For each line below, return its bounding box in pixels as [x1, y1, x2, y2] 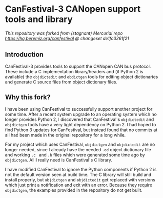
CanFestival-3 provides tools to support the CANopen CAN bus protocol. [5, 63, 151, 69]
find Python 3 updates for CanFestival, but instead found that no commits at [5, 127, 158, 133]
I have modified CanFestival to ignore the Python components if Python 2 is [5, 166, 157, 172]
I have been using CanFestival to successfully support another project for [5, 106, 153, 112]
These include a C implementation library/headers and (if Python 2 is [5, 68, 143, 74]
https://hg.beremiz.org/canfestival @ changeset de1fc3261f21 [5, 35, 129, 41]
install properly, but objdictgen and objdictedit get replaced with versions [5, 177, 155, 182]
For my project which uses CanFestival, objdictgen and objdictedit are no [5, 141, 155, 147]
